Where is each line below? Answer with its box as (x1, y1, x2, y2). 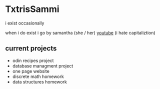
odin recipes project (12, 57, 54, 63)
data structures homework (12, 78, 67, 84)
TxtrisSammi (5, 3, 59, 15)
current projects (5, 44, 57, 53)
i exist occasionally (5, 20, 44, 26)
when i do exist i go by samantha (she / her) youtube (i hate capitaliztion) (5, 29, 156, 35)
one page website (12, 68, 50, 74)
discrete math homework (12, 73, 64, 79)
